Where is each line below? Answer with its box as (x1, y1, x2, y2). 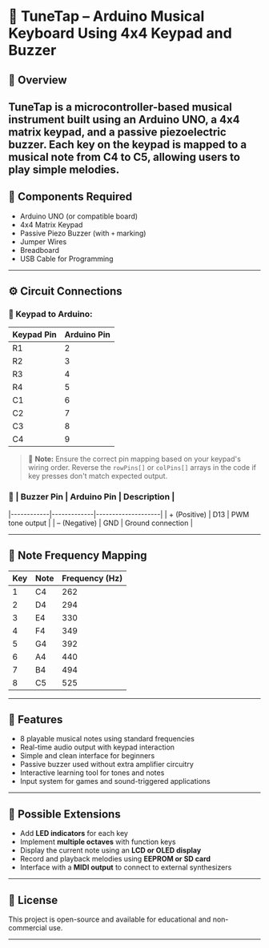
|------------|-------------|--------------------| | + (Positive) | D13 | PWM (8, 509, 250, 519)
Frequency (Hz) (62, 572, 122, 584)
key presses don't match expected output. (27, 472, 168, 481)
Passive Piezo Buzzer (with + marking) (19, 228, 147, 238)
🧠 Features (8, 713, 63, 726)
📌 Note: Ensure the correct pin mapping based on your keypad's (27, 454, 242, 464)
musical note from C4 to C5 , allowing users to (8, 150, 240, 163)
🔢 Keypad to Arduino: (8, 308, 94, 319)
